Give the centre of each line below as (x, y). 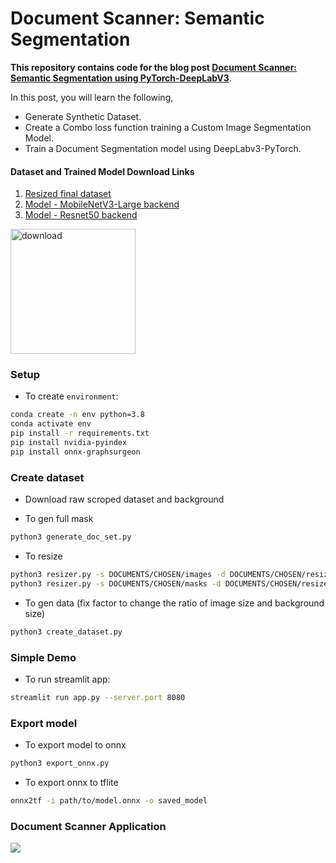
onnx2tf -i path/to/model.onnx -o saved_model (109, 800)
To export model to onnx (75, 745)
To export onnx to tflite (71, 782)
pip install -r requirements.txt (80, 433)
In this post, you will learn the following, (92, 97)
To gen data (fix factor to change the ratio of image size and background (174, 603)
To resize (43, 556)
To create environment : (71, 396)
